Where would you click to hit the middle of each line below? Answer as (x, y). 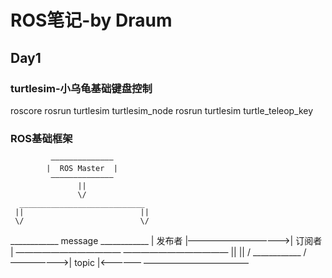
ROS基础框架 (41, 138)
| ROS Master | (82, 169)
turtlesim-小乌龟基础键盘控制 (81, 88)
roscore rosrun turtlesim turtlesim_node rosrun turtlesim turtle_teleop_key (162, 110)
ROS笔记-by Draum (91, 20)
